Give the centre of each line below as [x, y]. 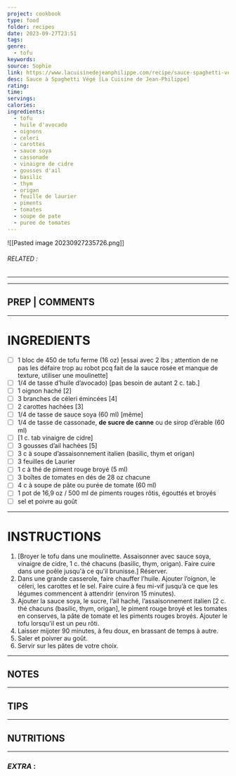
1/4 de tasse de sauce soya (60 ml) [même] [80, 414]
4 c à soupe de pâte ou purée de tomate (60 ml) [87, 485]
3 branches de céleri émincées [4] [67, 398]
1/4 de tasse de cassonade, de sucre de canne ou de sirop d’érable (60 [121, 422]
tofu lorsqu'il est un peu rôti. [58, 623]
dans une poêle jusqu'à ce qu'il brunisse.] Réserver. [92, 571]
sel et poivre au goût [47, 501]
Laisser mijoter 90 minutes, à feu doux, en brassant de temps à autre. [118, 631]
